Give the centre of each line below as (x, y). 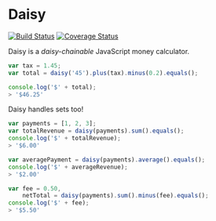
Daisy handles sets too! (46, 109)
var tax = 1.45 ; (35, 65)
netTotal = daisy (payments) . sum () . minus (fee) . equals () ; (116, 196)
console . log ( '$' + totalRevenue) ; (65, 139)
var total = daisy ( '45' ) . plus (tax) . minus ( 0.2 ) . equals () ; (103, 73)
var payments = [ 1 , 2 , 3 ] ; (52, 124)
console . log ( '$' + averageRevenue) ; (68, 167)
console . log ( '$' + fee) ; (49, 203)
